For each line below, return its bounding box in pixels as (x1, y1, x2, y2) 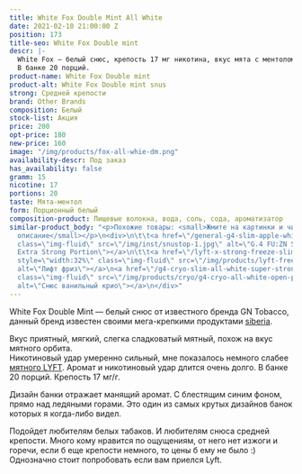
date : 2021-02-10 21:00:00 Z (9, 22, 119, 31)
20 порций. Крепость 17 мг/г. (9, 371, 120, 382)
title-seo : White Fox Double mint (9, 38, 139, 48)
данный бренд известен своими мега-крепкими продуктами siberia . (9, 315, 273, 326)
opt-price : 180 (9, 131, 67, 140)
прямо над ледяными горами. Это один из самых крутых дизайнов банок (9, 398, 293, 409)
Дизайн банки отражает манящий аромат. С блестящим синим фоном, (9, 388, 283, 399)
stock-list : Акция (9, 114, 78, 123)
